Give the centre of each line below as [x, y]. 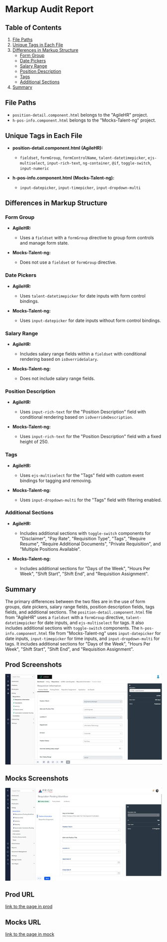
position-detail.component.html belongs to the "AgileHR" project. [80, 115]
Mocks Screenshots [37, 779]
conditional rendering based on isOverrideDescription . [76, 417]
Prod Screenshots [34, 665]
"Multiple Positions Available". [50, 549]
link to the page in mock [30, 934]
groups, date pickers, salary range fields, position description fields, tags [80, 607]
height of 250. [34, 442]
